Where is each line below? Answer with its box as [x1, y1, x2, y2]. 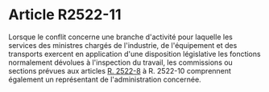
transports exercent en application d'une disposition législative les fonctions [8, 49, 261, 58]
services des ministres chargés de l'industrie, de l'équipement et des [8, 40, 238, 50]
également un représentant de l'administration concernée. [8, 74, 201, 84]
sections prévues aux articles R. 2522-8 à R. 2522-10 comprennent [8, 66, 232, 75]
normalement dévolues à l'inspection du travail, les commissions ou [8, 58, 234, 67]
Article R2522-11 [8, 6, 122, 24]
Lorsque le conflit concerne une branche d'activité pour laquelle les [8, 32, 234, 42]
